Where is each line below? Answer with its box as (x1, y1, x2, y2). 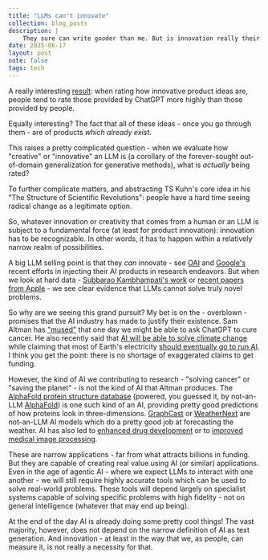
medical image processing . (8, 434, 98, 444)
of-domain (8, 160, 43, 170)
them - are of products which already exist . (8, 127, 152, 137)
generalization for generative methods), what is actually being (44, 160, 250, 170)
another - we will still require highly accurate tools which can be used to (8, 475, 246, 484)
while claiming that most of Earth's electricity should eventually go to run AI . (8, 341, 260, 351)
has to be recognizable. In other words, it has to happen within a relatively (8, 234, 253, 243)
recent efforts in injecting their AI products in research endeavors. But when (8, 266, 259, 276)
